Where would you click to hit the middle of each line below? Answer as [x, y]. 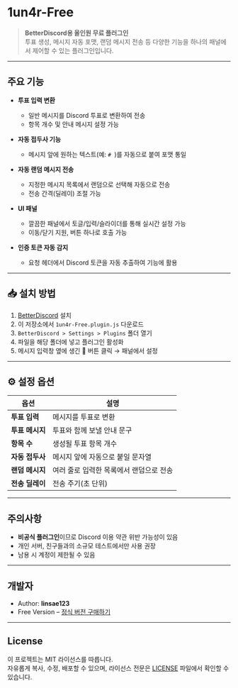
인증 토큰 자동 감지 [43, 247]
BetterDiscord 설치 [45, 315]
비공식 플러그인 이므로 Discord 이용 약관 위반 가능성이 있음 [98, 537]
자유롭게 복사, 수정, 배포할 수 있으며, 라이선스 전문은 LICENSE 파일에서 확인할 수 [118, 668]
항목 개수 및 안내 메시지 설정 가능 [73, 124]
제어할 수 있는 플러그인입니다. [73, 50]
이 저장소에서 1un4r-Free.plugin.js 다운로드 [80, 324]
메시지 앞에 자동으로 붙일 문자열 [102, 457]
